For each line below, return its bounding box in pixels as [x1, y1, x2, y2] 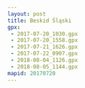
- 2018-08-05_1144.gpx [10, 63, 79, 70]
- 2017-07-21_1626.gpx [10, 43, 79, 50]
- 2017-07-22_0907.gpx [10, 50, 79, 57]
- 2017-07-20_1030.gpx [10, 30, 79, 38]
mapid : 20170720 [7, 70, 56, 77]
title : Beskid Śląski [7, 17, 72, 24]
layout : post [7, 10, 46, 18]
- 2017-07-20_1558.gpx [10, 37, 79, 44]
